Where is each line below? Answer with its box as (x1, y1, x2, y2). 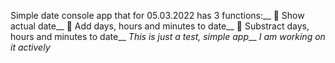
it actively (10, 41, 51, 53)
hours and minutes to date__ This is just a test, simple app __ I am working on (10, 31, 326, 42)
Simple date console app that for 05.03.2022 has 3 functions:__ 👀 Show (10, 10, 305, 21)
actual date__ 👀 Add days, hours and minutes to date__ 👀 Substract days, (10, 20, 310, 32)
